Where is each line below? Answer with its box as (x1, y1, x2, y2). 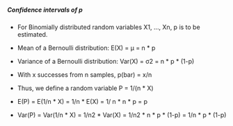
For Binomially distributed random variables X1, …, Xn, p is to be (17, 23, 200, 31)
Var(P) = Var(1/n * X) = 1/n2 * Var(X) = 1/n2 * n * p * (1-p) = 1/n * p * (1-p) (17, 111, 227, 119)
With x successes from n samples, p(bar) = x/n (17, 70, 152, 79)
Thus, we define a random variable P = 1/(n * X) (17, 84, 154, 92)
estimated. (17, 30, 48, 38)
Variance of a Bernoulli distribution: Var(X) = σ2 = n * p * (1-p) (17, 57, 195, 65)
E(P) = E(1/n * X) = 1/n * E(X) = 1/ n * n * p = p (17, 97, 148, 105)
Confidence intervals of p (7, 6, 83, 14)
